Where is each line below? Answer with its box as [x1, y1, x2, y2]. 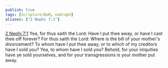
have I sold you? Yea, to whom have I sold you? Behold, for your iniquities [5, 46, 158, 53]
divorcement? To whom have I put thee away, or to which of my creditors [5, 41, 157, 47]
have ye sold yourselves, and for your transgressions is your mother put [5, 52, 155, 58]
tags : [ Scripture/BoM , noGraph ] [5, 12, 73, 17]
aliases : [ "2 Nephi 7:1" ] [5, 17, 60, 22]
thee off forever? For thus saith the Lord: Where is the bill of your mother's [5, 36, 160, 42]
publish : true [5, 7, 35, 13]
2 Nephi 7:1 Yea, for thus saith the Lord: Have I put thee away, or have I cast [5, 31, 163, 37]
